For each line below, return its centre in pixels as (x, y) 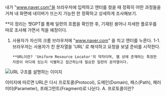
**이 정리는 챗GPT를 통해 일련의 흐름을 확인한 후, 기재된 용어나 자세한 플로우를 (81, 24)
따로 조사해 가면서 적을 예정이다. (36, 30)
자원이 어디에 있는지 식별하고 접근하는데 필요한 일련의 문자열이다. (70, 62)
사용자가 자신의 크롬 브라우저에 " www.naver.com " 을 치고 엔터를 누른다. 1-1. (86, 40)
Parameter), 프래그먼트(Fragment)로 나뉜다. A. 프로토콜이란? (74, 88)
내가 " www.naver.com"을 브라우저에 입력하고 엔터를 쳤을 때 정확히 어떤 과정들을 (83, 7)
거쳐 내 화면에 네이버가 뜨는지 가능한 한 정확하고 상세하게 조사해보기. (71, 13)
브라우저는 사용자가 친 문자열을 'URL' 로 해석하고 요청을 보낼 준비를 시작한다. (86, 47)
